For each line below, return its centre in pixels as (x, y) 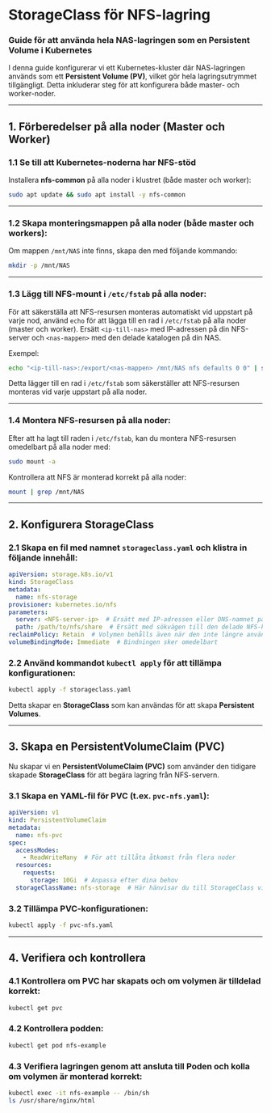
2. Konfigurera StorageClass (81, 525)
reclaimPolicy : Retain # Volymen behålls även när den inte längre (126, 635)
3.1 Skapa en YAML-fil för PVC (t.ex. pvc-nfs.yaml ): (109, 796)
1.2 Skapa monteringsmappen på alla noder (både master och (131, 222)
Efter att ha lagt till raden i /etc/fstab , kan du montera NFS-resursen (122, 438)
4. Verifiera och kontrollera (77, 958)
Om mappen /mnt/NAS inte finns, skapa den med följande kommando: (123, 251)
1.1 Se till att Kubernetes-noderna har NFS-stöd (102, 162)
